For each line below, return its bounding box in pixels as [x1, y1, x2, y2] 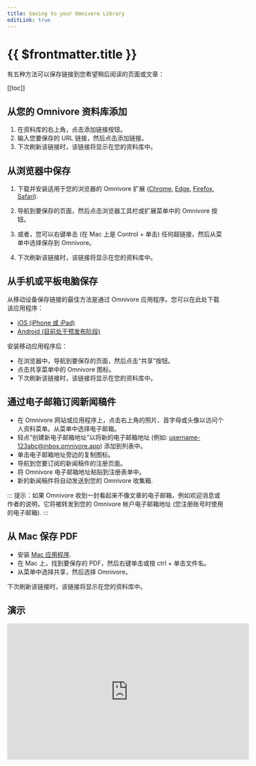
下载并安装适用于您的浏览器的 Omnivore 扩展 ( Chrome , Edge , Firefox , [17, 185, 215, 193]
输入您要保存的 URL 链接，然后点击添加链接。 [17, 134, 148, 143]
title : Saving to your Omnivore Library [7, 10, 126, 17]
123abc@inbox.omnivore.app [17, 441, 101, 450]
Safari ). [17, 192, 39, 201]
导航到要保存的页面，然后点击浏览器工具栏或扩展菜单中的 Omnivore [17, 207, 210, 215]
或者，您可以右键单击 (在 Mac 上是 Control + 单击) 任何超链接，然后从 [17, 230, 216, 239]
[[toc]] [7, 84, 26, 92]
